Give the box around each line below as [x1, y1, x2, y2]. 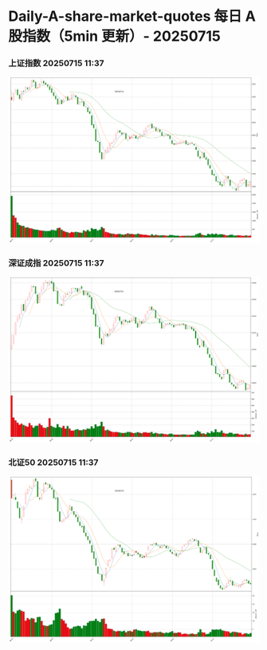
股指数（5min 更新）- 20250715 [8, 27, 222, 45]
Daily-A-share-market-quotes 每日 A [8, 7, 257, 26]
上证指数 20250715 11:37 [8, 57, 105, 69]
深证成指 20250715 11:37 [8, 257, 105, 268]
